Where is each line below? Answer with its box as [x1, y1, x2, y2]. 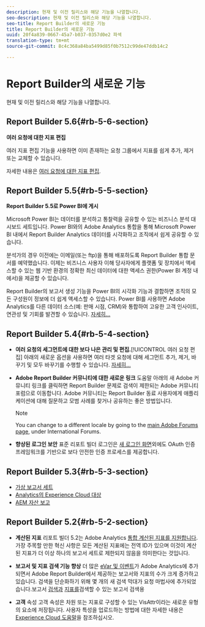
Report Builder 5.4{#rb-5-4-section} [6, 329, 150, 339]
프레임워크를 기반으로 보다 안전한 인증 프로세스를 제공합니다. [15, 448, 160, 456]
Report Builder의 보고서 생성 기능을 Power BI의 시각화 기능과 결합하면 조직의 [6, 288, 191, 295]
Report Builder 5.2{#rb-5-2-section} [6, 517, 149, 528]
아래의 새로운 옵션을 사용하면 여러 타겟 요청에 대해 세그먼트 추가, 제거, [23, 353, 190, 361]
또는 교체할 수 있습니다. [6, 154, 62, 161]
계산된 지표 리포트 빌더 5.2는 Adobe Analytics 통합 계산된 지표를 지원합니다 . [15, 534, 198, 541]
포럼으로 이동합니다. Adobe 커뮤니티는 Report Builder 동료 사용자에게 [15, 390, 182, 397]
